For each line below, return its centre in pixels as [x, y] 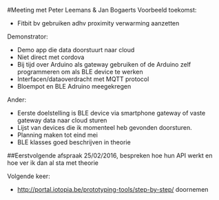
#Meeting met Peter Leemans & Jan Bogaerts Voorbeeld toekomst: [102, 10]
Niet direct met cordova [51, 57]
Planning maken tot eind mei [58, 135]
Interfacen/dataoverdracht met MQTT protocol [83, 79]
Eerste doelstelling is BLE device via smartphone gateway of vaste [111, 113]
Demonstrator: [28, 36]
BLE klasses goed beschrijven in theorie [74, 142]
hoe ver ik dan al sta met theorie [53, 163]
